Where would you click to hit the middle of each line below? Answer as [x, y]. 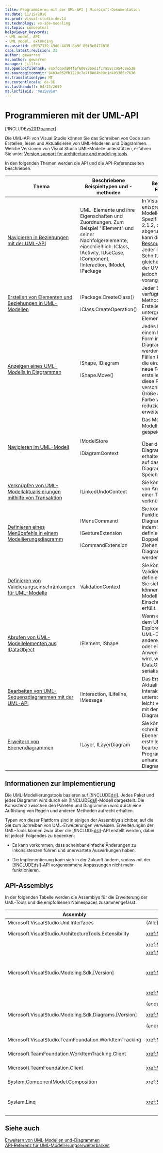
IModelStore [94, 441]
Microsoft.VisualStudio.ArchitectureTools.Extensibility [68, 934]
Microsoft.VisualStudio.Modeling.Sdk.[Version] [61, 973]
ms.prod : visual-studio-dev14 [36, 19]
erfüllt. [149, 608]
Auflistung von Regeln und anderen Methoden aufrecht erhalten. [70, 811]
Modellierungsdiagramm [35, 539]
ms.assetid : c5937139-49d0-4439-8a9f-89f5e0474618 [57, 46]
